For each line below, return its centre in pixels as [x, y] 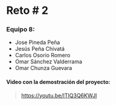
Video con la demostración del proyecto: [58, 82]
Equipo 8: [21, 30]
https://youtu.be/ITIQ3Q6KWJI [59, 95]
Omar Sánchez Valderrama [49, 62]
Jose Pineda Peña [37, 42]
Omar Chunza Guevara [43, 68]
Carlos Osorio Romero [43, 56]
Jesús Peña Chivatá [40, 49]
